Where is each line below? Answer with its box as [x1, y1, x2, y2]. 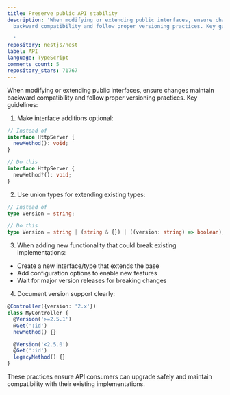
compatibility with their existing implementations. [7, 380, 145, 388]
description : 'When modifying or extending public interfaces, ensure [7, 16, 213, 23]
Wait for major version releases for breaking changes [16, 276, 167, 285]
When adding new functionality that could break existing [16, 241, 177, 249]
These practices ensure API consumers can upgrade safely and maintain [7, 372, 212, 381]
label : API [7, 48, 38, 55]
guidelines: [7, 100, 38, 109]
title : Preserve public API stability [7, 10, 118, 17]
